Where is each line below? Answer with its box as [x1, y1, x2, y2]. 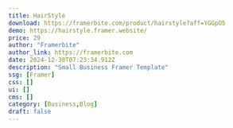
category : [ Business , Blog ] [8, 100, 98, 108]
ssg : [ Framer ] [8, 71, 56, 79]
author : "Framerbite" [8, 41, 80, 49]
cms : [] [8, 93, 34, 101]
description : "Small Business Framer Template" [8, 64, 169, 72]
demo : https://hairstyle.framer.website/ [8, 26, 148, 34]
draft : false [8, 108, 52, 116]
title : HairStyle [8, 11, 66, 20]
